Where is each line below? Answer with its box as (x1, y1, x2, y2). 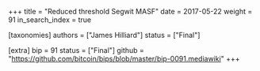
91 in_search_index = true (8, 15, 92, 24)
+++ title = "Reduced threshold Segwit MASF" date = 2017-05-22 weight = (8, 7, 253, 16)
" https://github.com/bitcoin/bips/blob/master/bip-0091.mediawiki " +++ (8, 54, 240, 63)
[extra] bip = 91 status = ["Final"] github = (8, 46, 144, 54)
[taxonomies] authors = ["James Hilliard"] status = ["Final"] (8, 31, 201, 39)
